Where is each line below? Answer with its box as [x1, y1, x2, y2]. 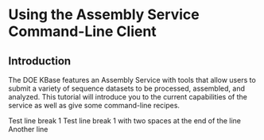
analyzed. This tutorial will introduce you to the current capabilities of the [8, 92, 248, 101]
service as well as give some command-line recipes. [8, 101, 181, 110]
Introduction [8, 54, 72, 68]
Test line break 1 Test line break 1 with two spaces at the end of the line [8, 116, 241, 125]
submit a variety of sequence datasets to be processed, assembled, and [8, 84, 245, 93]
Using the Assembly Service [8, 6, 200, 24]
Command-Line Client [8, 22, 157, 41]
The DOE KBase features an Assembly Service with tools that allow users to [8, 76, 256, 84]
